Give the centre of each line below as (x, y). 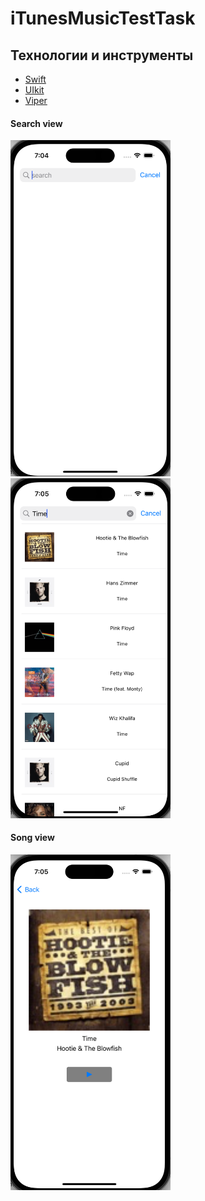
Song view (32, 838)
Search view (36, 123)
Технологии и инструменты (102, 55)
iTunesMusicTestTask (103, 18)
